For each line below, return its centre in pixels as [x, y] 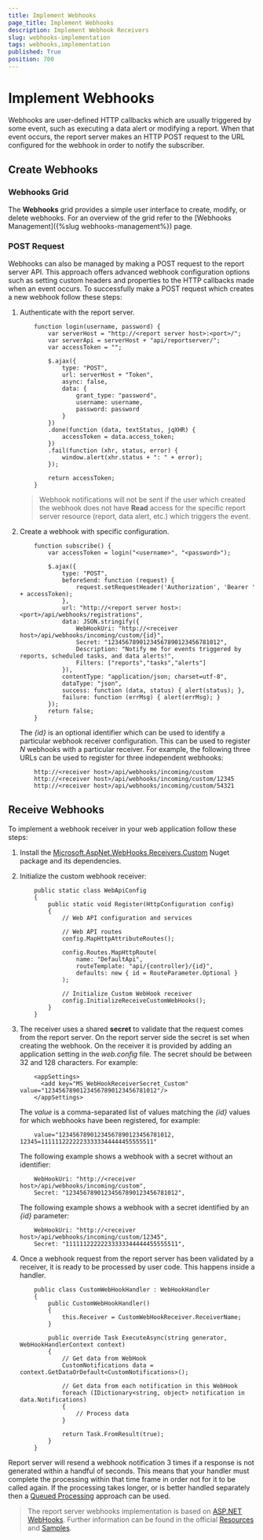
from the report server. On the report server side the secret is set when [134, 1037]
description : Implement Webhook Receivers [79, 30]
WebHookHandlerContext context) [72, 1345]
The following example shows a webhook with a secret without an [126, 1156]
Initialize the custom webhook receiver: [83, 876]
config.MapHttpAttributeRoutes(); [118, 938]
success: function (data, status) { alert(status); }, [153, 690]
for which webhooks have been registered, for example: [110, 1120]
